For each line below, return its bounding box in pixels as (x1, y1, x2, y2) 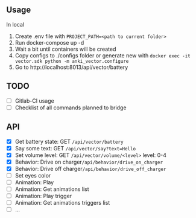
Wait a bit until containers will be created (14, 45, 116, 53)
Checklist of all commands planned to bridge (14, 104, 127, 111)
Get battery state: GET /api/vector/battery (14, 138, 124, 145)
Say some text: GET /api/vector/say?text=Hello (14, 144, 136, 152)
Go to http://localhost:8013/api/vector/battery (14, 63, 128, 71)
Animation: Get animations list (14, 185, 89, 193)
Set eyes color (14, 172, 51, 179)
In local (6, 21, 25, 28)
